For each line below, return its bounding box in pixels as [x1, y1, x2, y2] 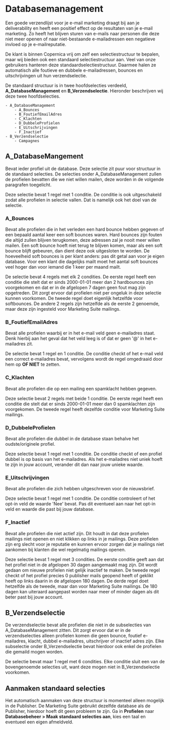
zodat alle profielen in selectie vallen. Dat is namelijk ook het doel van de [5, 197, 157, 203]
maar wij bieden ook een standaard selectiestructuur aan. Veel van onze [5, 56, 156, 62]
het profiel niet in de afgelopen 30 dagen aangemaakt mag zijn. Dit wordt [5, 562, 158, 568]
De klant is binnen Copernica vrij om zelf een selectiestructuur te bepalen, [5, 51, 160, 57]
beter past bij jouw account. [5, 594, 64, 600]
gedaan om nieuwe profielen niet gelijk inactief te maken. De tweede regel [5, 567, 160, 573]
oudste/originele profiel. [5, 441, 56, 447]
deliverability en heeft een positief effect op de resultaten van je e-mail [5, 25, 153, 31]
